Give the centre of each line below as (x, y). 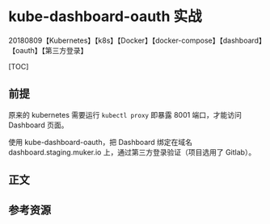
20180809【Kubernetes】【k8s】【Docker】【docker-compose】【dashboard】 (135, 40)
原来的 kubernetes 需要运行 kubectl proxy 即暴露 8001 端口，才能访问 (125, 114)
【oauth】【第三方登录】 (48, 50)
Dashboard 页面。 (38, 125)
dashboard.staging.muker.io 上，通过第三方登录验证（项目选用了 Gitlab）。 (132, 152)
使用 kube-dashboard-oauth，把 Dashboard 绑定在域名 (100, 142)
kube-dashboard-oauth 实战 (105, 17)
